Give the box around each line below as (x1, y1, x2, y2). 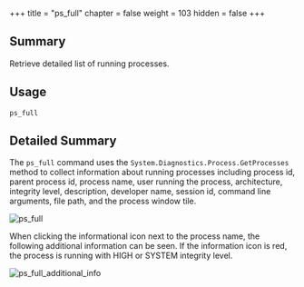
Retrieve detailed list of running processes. (9, 58, 170, 69)
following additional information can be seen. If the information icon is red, (9, 241, 288, 252)
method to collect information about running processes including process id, (9, 167, 296, 178)
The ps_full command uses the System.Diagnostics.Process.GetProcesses (9, 157, 289, 168)
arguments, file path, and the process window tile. (9, 195, 197, 207)
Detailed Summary (9, 134, 117, 149)
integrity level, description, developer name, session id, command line (9, 186, 271, 197)
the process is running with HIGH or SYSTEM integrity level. (9, 250, 233, 262)
